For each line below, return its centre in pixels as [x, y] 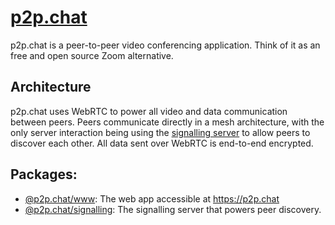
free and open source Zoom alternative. [92, 55]
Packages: [44, 174]
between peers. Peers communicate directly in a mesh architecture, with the [167, 122]
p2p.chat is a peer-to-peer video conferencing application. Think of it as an [165, 45]
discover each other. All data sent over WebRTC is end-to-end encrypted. [162, 143]
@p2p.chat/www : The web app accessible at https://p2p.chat [152, 198]
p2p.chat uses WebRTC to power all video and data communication [149, 111]
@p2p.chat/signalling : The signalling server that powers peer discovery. [173, 209]
